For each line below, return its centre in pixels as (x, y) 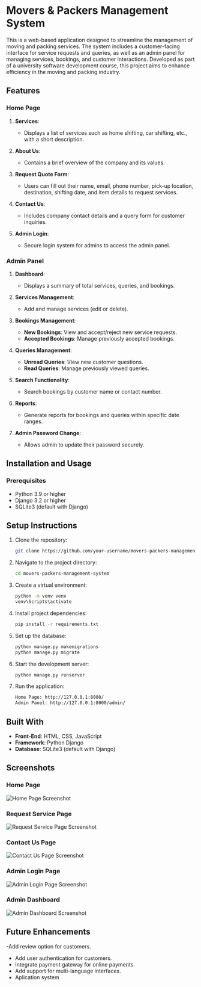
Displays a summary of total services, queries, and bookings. (99, 285)
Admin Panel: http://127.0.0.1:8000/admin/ (70, 703)
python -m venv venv (40, 596)
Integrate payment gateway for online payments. (75, 964)
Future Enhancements (49, 932)
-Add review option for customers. (49, 946)
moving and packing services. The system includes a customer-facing (93, 46)
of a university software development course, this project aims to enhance (98, 65)
